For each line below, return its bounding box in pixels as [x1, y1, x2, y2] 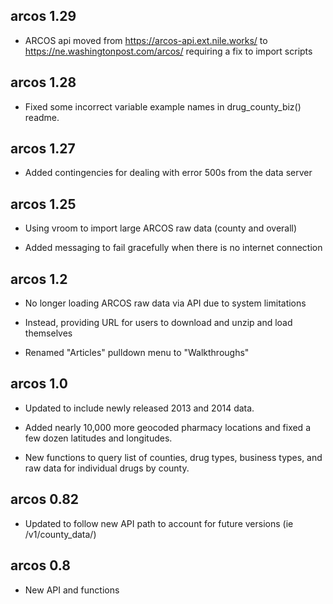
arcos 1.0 [10, 375, 68, 393]
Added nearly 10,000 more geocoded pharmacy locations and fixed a [24, 421, 311, 433]
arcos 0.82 [10, 491, 80, 508]
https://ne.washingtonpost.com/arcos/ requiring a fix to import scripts [24, 45, 313, 57]
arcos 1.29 [10, 8, 77, 25]
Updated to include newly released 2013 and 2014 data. [24, 402, 255, 414]
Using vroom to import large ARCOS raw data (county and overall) [24, 222, 298, 234]
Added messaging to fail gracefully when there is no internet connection [24, 242, 323, 254]
